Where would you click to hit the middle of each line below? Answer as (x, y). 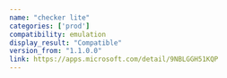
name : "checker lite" (50, 17)
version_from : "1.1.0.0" (56, 51)
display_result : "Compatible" (66, 43)
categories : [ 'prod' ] (50, 26)
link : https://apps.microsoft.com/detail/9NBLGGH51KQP (114, 59)
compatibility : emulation (57, 34)
